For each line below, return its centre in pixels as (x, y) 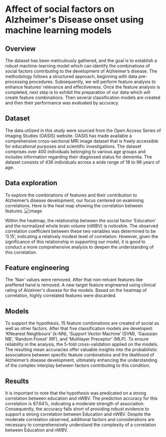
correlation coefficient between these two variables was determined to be (81, 231)
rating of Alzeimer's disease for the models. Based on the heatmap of (76, 290)
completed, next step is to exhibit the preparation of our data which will (78, 92)
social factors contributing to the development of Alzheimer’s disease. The (81, 71)
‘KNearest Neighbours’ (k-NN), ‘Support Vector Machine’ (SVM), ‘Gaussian (81, 334)
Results (17, 381)
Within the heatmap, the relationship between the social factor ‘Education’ (81, 220)
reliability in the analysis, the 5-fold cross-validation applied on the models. (82, 345)
